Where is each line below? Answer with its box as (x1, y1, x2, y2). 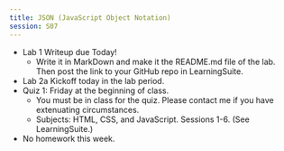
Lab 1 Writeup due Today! (22, 46, 117, 57)
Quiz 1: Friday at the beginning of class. (22, 85, 169, 96)
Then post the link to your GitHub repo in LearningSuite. (35, 65, 243, 77)
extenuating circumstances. (35, 104, 140, 115)
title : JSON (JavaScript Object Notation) (9, 13, 171, 23)
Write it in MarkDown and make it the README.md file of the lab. (35, 56, 276, 67)
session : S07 (9, 22, 59, 31)
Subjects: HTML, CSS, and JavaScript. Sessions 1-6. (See (35, 114, 250, 125)
